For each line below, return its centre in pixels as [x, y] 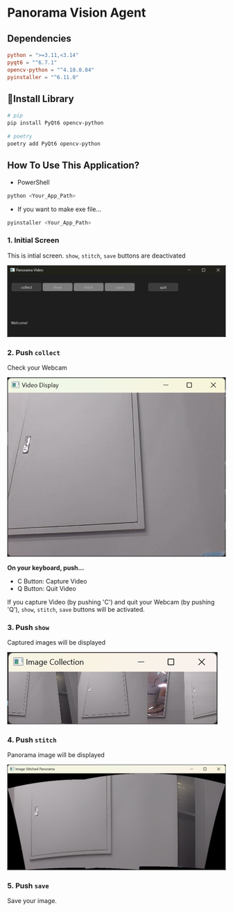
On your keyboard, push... [46, 567]
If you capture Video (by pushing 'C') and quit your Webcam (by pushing [111, 602]
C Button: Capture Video [52, 581]
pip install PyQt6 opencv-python [55, 123]
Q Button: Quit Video [46, 588]
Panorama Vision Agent [77, 13]
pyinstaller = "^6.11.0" [43, 77]
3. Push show [28, 627]
